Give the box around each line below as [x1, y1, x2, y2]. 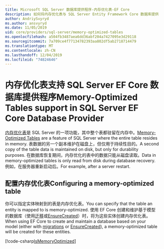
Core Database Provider [5, 113, 104, 124]
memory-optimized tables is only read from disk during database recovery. [5, 158, 156, 164]
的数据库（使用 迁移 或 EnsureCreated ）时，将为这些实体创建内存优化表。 [5, 213, 151, 219]
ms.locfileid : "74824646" [5, 57, 58, 62]
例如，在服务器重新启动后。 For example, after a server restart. [5, 164, 131, 169]
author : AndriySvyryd [5, 16, 49, 21]
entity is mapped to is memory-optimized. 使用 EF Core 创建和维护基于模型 [5, 207, 156, 212]
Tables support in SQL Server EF [5, 103, 139, 114]
